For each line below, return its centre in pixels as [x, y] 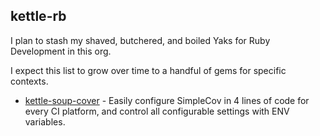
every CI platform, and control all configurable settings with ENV [157, 111]
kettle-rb [38, 16]
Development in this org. [61, 51]
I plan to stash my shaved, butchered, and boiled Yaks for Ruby [140, 40]
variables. [45, 121]
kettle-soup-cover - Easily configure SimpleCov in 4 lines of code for [167, 100]
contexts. [29, 81]
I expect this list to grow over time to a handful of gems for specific [148, 70]
